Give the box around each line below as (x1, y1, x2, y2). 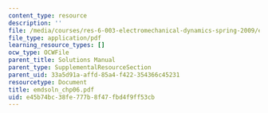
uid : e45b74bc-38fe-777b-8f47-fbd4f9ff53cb (8, 93, 156, 101)
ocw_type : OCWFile (8, 49, 69, 56)
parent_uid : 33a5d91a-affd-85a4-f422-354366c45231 (8, 71, 180, 79)
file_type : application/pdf (8, 33, 102, 42)
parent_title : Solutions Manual (8, 56, 116, 64)
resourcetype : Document (8, 78, 88, 86)
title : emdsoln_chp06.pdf (8, 85, 94, 94)
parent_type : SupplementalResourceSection (8, 64, 152, 72)
